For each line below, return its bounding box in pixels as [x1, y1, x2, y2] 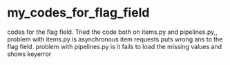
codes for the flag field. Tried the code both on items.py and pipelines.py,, [7, 28, 218, 36]
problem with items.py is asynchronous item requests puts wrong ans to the [7, 35, 223, 43]
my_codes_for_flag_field [7, 5, 150, 21]
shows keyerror [7, 50, 52, 58]
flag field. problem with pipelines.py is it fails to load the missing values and [7, 42, 222, 50]
